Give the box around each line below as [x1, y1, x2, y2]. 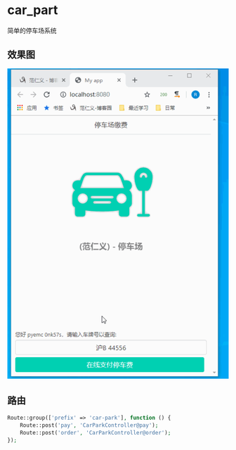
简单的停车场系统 [7, 26, 57, 34]
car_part [7, 2, 58, 18]
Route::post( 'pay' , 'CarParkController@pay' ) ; [20, 421, 159, 429]
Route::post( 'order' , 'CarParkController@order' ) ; [20, 429, 171, 436]
